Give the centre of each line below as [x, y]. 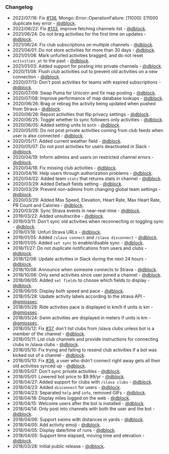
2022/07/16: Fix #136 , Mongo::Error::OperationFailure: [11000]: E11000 [85, 18]
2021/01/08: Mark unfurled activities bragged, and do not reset [78, 55]
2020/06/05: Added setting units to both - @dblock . [67, 125]
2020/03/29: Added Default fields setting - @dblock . [67, 184]
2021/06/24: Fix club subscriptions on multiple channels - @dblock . [83, 45]
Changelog [19, 7]
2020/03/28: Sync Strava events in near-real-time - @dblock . [77, 211]
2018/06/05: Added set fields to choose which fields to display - [81, 280]
